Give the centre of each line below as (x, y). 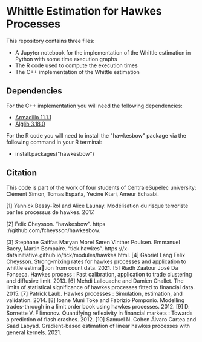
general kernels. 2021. (34, 332)
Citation (22, 173)
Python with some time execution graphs (66, 59)
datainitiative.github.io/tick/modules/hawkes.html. (68, 255)
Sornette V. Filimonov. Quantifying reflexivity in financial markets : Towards (99, 313)
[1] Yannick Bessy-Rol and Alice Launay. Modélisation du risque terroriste (97, 206)
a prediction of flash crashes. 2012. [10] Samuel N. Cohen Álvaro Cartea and (101, 319)
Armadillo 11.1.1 (33, 117)
